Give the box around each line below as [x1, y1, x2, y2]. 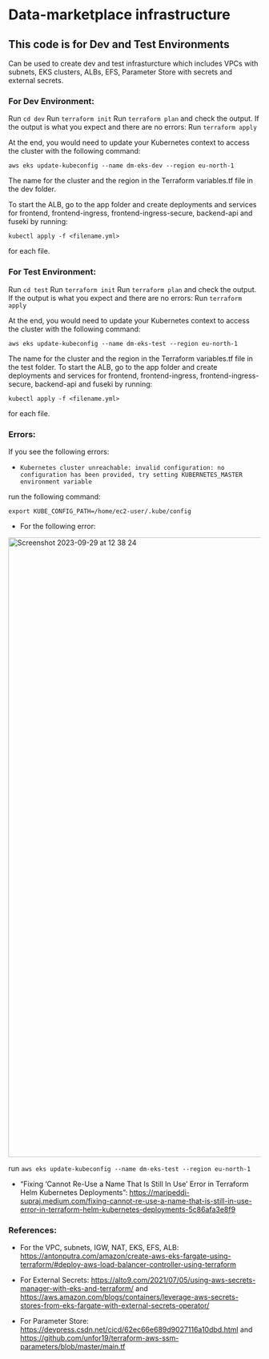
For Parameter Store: [19, 1317, 90, 1326]
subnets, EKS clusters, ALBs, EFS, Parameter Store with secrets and [8, 67, 233, 77]
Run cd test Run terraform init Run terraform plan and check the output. [8, 284, 257, 294]
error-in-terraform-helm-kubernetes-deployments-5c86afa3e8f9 [19, 1205, 236, 1214]
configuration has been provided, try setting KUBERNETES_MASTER [19, 471, 243, 479]
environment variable [19, 478, 92, 486]
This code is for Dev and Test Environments [8, 38, 230, 51]
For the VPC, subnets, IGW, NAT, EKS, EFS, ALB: [19, 1243, 179, 1253]
